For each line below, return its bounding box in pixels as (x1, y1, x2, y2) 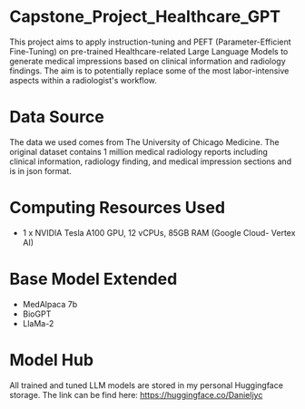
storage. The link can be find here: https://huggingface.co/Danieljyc (9, 389, 263, 400)
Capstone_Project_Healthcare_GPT (9, 6, 281, 27)
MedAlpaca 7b (22, 298, 78, 309)
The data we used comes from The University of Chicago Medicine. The (9, 136, 280, 147)
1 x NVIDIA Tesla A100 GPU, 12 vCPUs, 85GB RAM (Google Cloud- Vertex (22, 227, 296, 238)
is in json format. (9, 165, 73, 176)
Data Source (9, 107, 104, 128)
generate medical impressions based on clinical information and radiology (9, 55, 286, 66)
